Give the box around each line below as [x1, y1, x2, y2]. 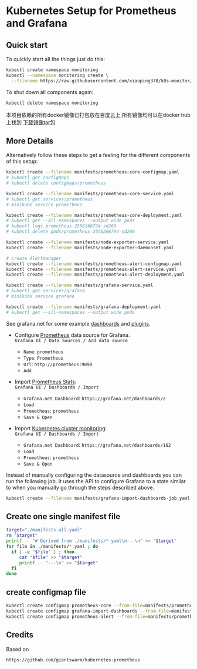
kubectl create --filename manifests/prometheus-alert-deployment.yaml [6, 272, 185, 277]
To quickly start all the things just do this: [6, 56, 106, 62]
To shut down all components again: [6, 88, 94, 95]
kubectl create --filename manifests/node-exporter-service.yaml [6, 239, 169, 245]
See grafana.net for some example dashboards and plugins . [6, 320, 151, 327]
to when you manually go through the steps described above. [6, 484, 154, 491]
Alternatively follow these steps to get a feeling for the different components [6, 152, 191, 159]
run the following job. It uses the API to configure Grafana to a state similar [6, 477, 186, 484]
